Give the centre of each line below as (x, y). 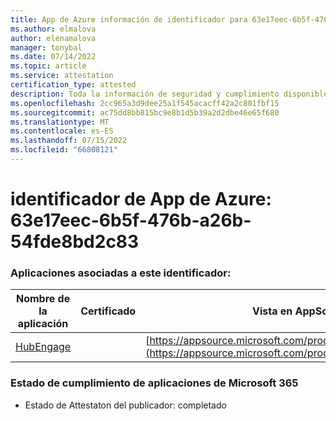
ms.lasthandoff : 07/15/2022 (69, 141)
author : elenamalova (53, 38)
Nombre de (43, 299)
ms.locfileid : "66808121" (64, 150)
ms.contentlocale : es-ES (62, 131)
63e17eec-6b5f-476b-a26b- (131, 220)
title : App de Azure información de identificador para (129, 19)
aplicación (43, 324)
